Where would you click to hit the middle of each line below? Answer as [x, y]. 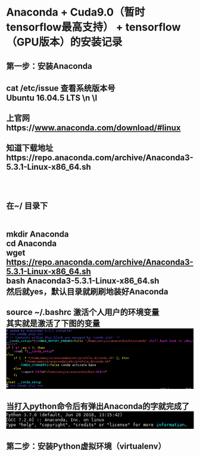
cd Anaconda [32, 243]
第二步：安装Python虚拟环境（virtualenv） [86, 446]
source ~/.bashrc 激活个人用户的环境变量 [83, 312]
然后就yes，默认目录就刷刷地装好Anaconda [87, 291]
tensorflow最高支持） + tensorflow [93, 27]
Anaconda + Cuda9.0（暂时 [76, 12]
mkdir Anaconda [38, 234]
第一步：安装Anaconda [49, 66]
